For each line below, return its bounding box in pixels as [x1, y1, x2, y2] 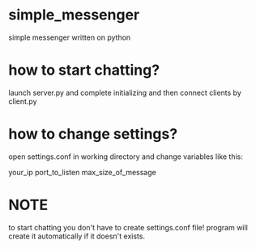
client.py [8, 96, 37, 106]
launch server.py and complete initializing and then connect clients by [8, 88, 241, 97]
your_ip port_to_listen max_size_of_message [8, 167, 156, 177]
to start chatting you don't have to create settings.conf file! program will [8, 222, 249, 232]
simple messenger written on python [8, 32, 131, 42]
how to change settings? [8, 125, 178, 144]
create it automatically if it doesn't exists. [8, 231, 146, 241]
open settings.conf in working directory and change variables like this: [8, 152, 243, 161]
